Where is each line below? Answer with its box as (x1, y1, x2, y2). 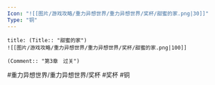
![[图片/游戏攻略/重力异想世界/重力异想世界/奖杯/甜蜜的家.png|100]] (7, 44, 187, 51)
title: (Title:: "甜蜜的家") (7, 37, 87, 44)
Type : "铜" (7, 17, 38, 23)
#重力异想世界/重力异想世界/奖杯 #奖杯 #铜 (7, 70, 130, 79)
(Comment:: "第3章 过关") (7, 57, 80, 64)
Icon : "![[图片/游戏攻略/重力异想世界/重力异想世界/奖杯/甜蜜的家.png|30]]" (7, 10, 209, 17)
